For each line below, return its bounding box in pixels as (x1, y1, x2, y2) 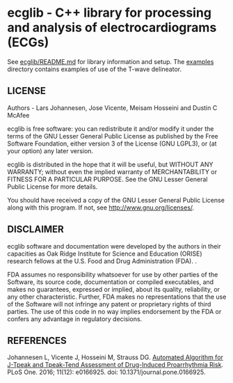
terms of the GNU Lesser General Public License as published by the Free (7, 132, 218, 140)
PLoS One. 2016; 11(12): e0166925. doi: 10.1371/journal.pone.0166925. (7, 368, 206, 377)
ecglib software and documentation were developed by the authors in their (7, 242, 221, 250)
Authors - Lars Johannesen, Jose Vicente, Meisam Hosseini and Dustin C (7, 103, 218, 112)
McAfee (7, 111, 30, 119)
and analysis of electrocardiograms (7, 19, 217, 36)
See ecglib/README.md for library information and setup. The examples (7, 57, 214, 65)
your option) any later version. (7, 146, 94, 155)
